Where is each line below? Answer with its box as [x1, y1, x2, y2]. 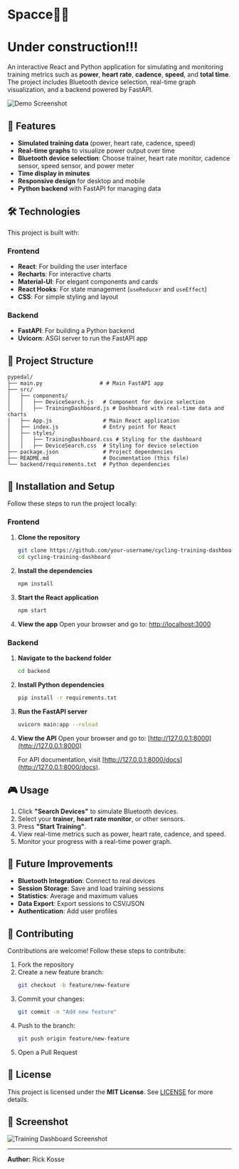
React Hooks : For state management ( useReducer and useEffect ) [17, 285, 208, 294]
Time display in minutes [17, 169, 90, 177]
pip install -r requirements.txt [17, 694, 117, 701]
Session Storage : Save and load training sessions [17, 884, 164, 893]
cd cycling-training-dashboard [17, 554, 111, 561]
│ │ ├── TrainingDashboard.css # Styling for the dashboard [7, 436, 202, 443]
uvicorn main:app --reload [17, 721, 98, 728]
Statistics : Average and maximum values [17, 892, 139, 900]
